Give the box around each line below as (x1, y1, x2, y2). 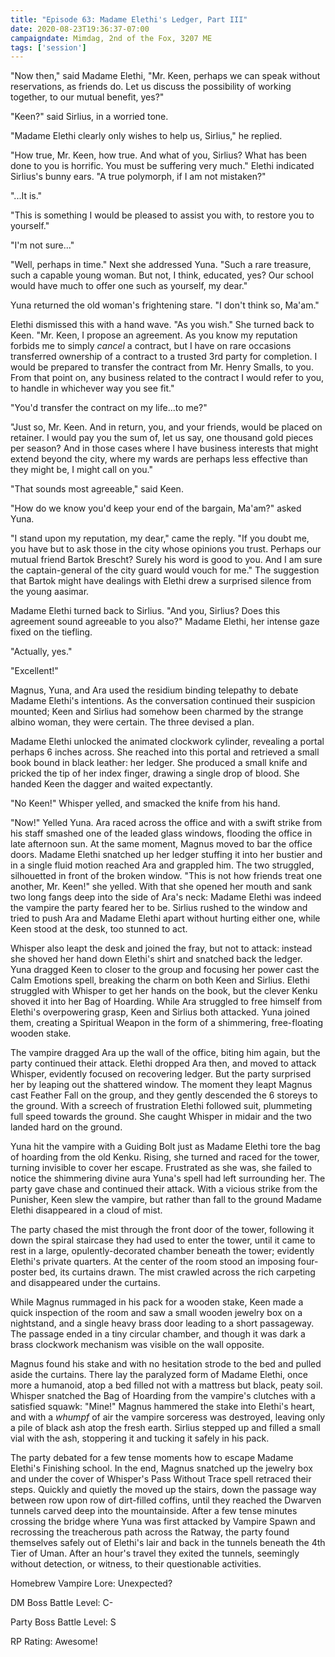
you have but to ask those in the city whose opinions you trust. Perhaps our (10, 543, 322, 555)
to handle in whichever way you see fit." (10, 382, 175, 395)
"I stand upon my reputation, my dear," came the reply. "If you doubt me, (10, 532, 310, 545)
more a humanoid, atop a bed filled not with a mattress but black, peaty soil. (10, 1379, 323, 1391)
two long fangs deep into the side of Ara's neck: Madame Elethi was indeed (10, 891, 322, 903)
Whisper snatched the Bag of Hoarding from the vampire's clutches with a (10, 1390, 316, 1402)
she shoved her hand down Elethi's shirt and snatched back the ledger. (10, 953, 303, 965)
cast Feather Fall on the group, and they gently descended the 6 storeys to (10, 1089, 318, 1101)
